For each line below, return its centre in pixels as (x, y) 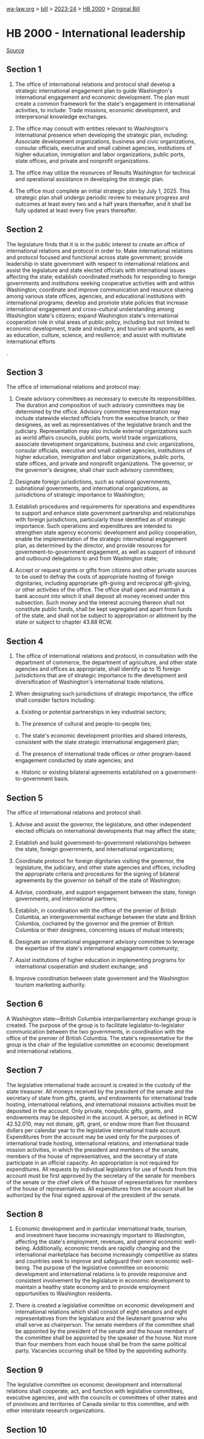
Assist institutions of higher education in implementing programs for (100, 960)
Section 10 (27, 1430)
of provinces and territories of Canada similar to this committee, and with (98, 1404)
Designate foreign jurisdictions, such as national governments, (93, 482)
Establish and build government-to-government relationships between (103, 843)
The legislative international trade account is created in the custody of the (99, 1085)
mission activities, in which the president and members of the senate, (93, 1149)
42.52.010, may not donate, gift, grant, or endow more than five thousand (98, 1124)
